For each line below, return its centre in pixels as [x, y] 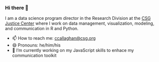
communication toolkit [34, 56]
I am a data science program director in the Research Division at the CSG [78, 18]
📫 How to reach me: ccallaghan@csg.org [54, 38]
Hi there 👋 [17, 8]
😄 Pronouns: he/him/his [36, 45]
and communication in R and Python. [42, 29]
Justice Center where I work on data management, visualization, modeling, [80, 23]
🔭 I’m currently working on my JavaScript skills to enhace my [73, 50]
